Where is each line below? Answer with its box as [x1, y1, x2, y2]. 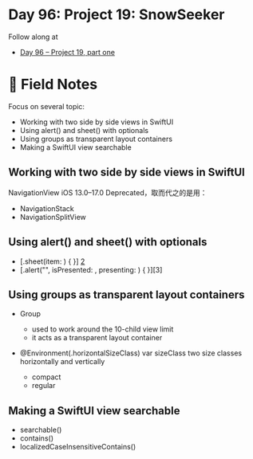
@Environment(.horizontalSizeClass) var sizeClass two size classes [19, 348, 242, 358]
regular [31, 381, 56, 390]
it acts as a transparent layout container [31, 333, 163, 343]
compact [31, 372, 61, 382]
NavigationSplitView [19, 212, 86, 222]
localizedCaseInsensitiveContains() [19, 442, 136, 452]
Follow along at [8, 32, 58, 41]
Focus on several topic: [8, 101, 85, 111]
